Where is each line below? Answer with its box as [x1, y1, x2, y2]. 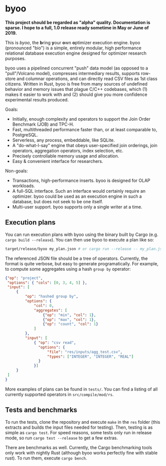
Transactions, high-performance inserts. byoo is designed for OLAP [12, 177, 151, 183]
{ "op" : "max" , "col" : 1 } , [42, 317, 96, 322]
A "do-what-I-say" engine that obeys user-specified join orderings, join [12, 142, 158, 148]
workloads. [12, 182, 36, 189]
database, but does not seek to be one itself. [12, 198, 103, 204]
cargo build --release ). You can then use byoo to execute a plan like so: [5, 236, 154, 242]
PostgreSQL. [12, 132, 39, 138]
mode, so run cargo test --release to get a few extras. [5, 435, 118, 441]
